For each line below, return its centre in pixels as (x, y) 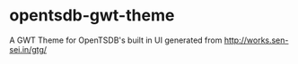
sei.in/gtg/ (28, 49)
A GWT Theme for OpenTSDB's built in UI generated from (116, 40)
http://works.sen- (256, 40)
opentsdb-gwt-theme (92, 16)
